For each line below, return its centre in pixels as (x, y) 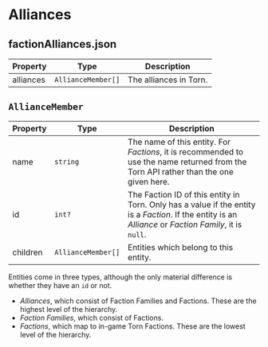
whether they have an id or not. (60, 285)
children (28, 252)
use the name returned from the (187, 162)
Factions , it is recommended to (185, 151)
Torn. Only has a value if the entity (191, 205)
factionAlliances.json (63, 44)
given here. (148, 181)
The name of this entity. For (179, 142)
